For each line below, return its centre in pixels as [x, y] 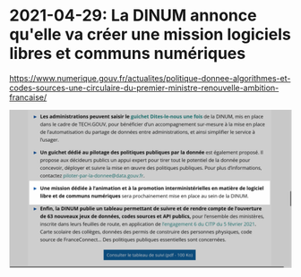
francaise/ [28, 97]
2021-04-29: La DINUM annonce [133, 16]
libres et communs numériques [128, 54]
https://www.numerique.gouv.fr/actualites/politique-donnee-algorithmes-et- [150, 78]
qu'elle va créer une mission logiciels [150, 34]
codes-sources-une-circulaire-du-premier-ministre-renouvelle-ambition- [144, 88]
